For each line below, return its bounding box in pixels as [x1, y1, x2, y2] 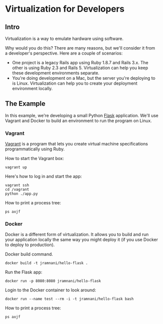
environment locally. [12, 86, 53, 91]
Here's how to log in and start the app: [5, 174, 82, 180]
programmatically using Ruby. [5, 146, 65, 152]
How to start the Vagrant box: [5, 156, 64, 162]
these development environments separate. [12, 70, 100, 76]
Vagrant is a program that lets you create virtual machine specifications [5, 141, 148, 147]
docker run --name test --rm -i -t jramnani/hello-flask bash [5, 297, 134, 302]
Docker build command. [5, 252, 54, 257]
